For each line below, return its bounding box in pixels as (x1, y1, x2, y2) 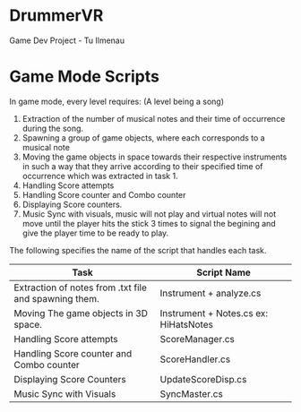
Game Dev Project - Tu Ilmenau (9, 35, 125, 46)
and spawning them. (13, 292, 100, 305)
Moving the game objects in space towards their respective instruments (21, 151, 288, 162)
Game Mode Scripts (9, 66, 159, 87)
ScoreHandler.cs (159, 353, 231, 365)
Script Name (196, 266, 251, 279)
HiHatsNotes (159, 318, 213, 330)
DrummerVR (9, 5, 104, 26)
